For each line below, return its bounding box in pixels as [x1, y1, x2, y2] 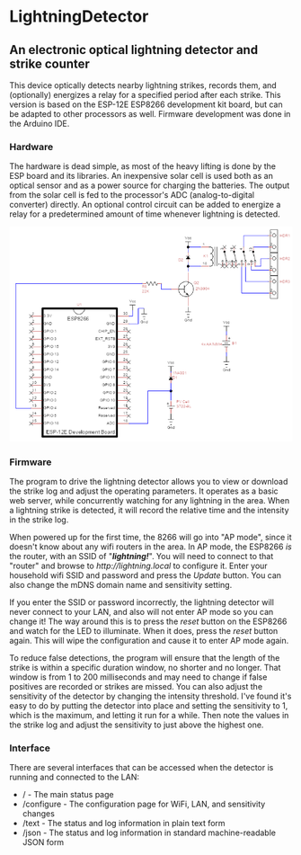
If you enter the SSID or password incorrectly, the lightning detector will [9, 597, 274, 608]
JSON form [22, 837, 65, 848]
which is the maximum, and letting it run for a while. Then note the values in [9, 710, 289, 721]
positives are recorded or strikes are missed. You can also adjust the [9, 681, 263, 692]
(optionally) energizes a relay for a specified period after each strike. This [9, 90, 281, 100]
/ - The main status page [22, 789, 114, 800]
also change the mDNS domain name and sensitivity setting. [9, 580, 233, 591]
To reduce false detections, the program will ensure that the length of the [9, 653, 280, 664]
